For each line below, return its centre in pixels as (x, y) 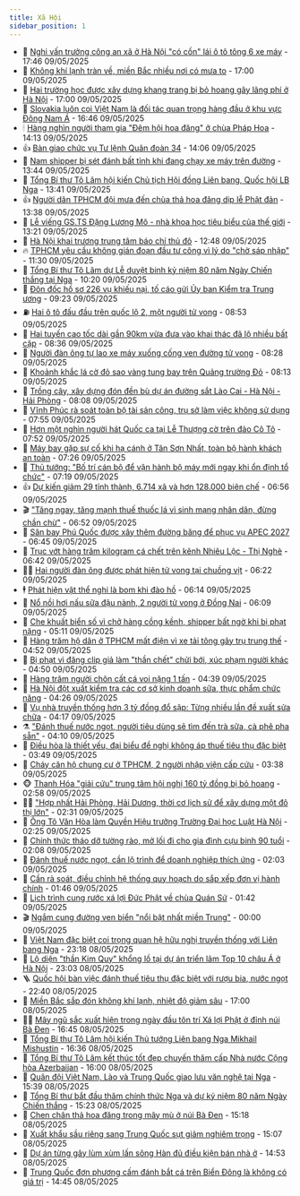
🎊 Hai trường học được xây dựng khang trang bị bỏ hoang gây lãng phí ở (155, 90)
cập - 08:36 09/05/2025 (68, 343)
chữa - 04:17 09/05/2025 (69, 717)
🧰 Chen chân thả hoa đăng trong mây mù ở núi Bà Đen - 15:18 (136, 1114)
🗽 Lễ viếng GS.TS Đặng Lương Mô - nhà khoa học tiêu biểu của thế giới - (156, 221)
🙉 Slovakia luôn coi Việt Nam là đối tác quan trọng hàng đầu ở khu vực (152, 108)
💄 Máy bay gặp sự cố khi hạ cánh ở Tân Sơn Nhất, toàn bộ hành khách (152, 448)
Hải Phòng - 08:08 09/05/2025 (80, 400)
